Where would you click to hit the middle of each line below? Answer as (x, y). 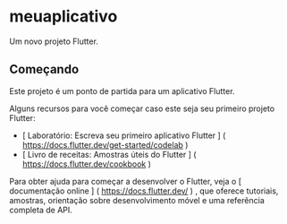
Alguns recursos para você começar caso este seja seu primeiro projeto (142, 108)
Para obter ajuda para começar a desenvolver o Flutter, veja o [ (125, 181)
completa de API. (41, 210)
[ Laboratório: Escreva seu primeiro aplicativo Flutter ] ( (124, 135)
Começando (44, 69)
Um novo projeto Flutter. (54, 41)
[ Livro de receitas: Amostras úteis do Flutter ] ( (109, 154)
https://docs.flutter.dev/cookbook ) (87, 164)
